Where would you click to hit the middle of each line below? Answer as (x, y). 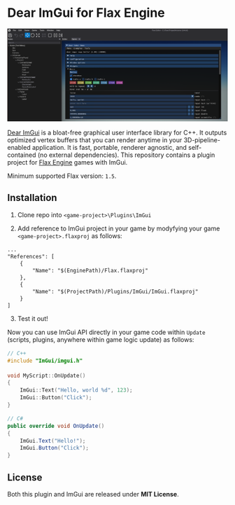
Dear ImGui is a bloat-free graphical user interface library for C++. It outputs (117, 133)
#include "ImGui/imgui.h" (45, 361)
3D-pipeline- (202, 140)
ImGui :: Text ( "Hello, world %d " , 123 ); (76, 390)
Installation (32, 198)
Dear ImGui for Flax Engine (86, 13)
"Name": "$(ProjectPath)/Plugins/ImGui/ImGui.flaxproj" (115, 291)
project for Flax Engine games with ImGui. (67, 162)
